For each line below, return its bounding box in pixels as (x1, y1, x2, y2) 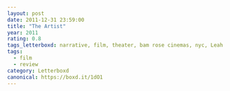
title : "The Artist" (7, 23, 67, 29)
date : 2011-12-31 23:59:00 (7, 16, 85, 23)
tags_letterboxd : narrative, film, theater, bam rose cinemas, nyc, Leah (7, 42, 224, 49)
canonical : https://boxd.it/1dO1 (7, 73, 103, 81)
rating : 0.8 (7, 36, 41, 42)
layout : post (7, 10, 45, 17)
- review (13, 61, 39, 68)
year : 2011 (7, 29, 39, 36)
